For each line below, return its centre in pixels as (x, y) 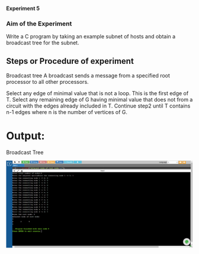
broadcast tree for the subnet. (43, 43)
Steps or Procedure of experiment (70, 61)
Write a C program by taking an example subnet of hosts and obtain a (91, 36)
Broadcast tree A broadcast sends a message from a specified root (88, 75)
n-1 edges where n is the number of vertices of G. (67, 112)
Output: (25, 136)
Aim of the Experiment (39, 24)
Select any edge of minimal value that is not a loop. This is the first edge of (97, 93)
